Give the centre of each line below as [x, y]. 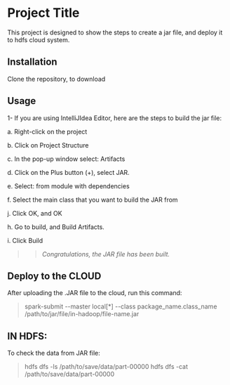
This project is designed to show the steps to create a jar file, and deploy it [115, 32]
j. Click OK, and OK [35, 213]
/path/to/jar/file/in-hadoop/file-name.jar [82, 314]
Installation [32, 62]
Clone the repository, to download [56, 79]
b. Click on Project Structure [48, 145]
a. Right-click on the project [47, 131]
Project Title [43, 13]
